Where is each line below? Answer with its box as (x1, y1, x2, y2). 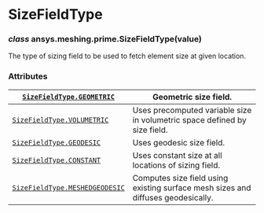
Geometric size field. (152, 91, 233, 102)
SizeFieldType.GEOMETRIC (22, 92, 115, 101)
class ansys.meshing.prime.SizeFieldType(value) (8, 34, 202, 45)
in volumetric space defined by (132, 114, 247, 125)
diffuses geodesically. (132, 192, 214, 203)
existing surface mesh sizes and (132, 182, 251, 193)
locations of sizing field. (132, 160, 221, 171)
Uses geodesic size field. (132, 137, 225, 148)
